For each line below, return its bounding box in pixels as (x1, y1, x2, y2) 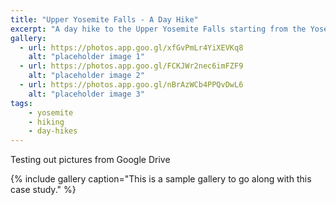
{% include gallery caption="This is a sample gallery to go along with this (10, 173, 312, 185)
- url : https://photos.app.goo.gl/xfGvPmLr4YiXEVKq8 (19, 42, 244, 53)
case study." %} (10, 184, 77, 196)
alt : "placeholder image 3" (28, 89, 145, 99)
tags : (10, 98, 33, 108)
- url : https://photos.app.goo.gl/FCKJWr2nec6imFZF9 (19, 61, 244, 71)
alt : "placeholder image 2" (28, 71, 145, 81)
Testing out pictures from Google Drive (10, 154, 171, 166)
